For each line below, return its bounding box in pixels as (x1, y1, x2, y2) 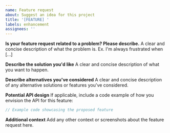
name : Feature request (5, 7, 54, 13)
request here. (5, 122, 34, 128)
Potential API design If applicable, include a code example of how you (5, 92, 154, 98)
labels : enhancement (5, 21, 50, 27)
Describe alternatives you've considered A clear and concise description (5, 77, 162, 83)
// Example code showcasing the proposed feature (5, 107, 114, 113)
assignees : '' (5, 27, 36, 32)
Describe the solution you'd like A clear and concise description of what (5, 61, 160, 68)
